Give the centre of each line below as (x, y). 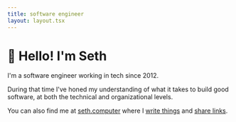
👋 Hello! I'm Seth (57, 56)
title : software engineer (45, 14)
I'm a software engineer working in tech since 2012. (83, 76)
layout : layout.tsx (36, 21)
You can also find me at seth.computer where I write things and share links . (118, 111)
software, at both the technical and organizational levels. (90, 97)
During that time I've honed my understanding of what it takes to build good (118, 89)
